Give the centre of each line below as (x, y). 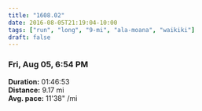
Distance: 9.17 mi (36, 90)
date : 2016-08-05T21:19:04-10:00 (63, 23)
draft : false (29, 37)
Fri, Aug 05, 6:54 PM (48, 65)
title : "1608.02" (37, 15)
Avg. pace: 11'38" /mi (43, 98)
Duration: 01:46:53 (39, 81)
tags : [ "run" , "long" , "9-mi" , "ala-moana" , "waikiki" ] (101, 30)
